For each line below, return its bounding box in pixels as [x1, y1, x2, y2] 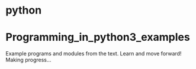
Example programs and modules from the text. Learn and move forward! [5, 50, 182, 57]
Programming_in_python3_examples [5, 31, 190, 44]
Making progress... [5, 57, 52, 64]
